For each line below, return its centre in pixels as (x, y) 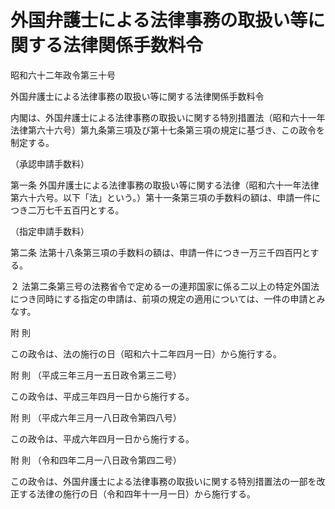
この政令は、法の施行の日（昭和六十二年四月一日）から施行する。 (146, 353)
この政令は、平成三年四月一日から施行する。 (102, 396)
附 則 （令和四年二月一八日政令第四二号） (96, 460)
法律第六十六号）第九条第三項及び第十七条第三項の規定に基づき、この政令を (168, 130)
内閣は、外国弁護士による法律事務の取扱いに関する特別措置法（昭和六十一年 (168, 117)
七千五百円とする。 (84, 210)
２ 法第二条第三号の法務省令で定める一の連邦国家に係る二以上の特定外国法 (165, 286)
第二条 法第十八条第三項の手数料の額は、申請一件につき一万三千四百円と (160, 252)
